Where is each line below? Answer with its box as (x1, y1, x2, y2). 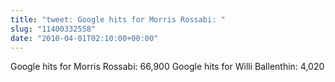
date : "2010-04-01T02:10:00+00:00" (10, 33, 159, 43)
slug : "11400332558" (10, 24, 97, 34)
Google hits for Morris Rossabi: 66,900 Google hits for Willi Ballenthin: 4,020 (10, 61, 325, 73)
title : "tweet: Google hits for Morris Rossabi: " (10, 14, 226, 25)
